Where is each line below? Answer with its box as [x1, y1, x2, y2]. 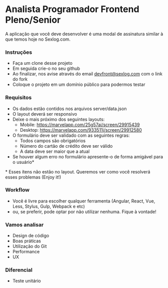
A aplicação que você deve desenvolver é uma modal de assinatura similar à [5, 31, 163, 37]
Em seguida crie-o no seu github [12, 65, 80, 71]
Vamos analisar [5, 221, 44, 228]
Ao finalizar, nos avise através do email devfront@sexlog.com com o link [12, 71, 163, 77]
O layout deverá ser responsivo [12, 111, 77, 117]
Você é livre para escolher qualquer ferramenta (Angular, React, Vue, [12, 198, 155, 204]
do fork [12, 76, 28, 82]
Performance [12, 249, 40, 255]
